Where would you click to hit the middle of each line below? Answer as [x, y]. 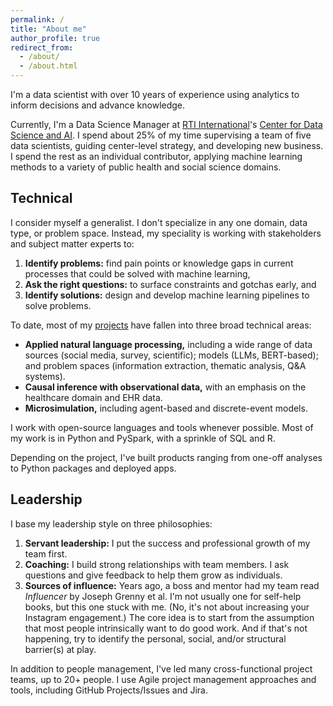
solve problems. [58, 305]
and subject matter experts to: [72, 243]
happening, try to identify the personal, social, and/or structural [155, 638]
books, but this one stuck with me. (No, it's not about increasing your [167, 607]
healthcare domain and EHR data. [93, 397]
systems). [45, 376]
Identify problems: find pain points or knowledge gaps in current [159, 263]
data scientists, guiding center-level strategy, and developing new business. [167, 145]
